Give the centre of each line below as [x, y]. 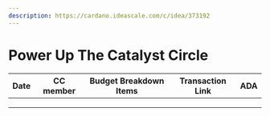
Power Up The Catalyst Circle [108, 55]
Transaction [203, 81]
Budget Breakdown [127, 81]
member [59, 90]
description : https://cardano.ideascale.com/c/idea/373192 [109, 16]
